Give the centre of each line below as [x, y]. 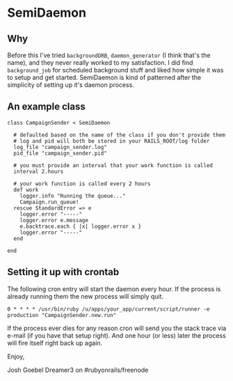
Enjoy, [16, 356]
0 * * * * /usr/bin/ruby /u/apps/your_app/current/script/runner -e [109, 309]
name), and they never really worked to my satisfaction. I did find [100, 63]
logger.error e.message [54, 220]
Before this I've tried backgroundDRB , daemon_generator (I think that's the [109, 55]
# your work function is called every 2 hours [82, 184]
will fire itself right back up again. [55, 343]
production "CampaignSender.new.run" [62, 315]
